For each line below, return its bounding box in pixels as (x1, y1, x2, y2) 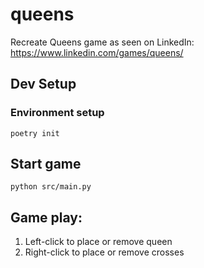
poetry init (10, 128, 60, 138)
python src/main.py (10, 182, 92, 192)
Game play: (10, 209, 83, 226)
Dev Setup (10, 76, 77, 93)
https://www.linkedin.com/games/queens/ (10, 46, 184, 58)
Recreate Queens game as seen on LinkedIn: (10, 36, 195, 48)
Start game (10, 156, 82, 173)
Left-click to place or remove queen (24, 236, 173, 248)
